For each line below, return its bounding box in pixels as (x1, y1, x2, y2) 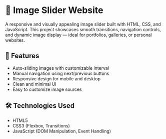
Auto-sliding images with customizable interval (12, 65, 109, 71)
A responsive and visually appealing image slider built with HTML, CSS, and (5, 21, 161, 27)
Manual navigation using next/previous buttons (12, 70, 109, 76)
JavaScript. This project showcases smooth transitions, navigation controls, (5, 26, 161, 32)
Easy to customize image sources (12, 86, 82, 92)
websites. (5, 37, 25, 43)
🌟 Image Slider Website (5, 5, 103, 16)
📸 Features (5, 52, 39, 60)
